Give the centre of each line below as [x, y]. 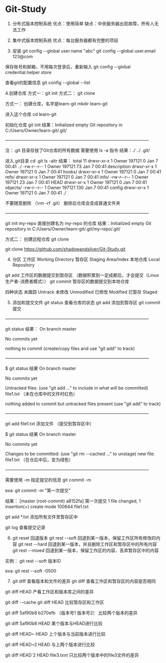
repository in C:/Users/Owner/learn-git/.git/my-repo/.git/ [63, 229]
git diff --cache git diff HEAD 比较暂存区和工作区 [55, 602]
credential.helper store [28, 72]
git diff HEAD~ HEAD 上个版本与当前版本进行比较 [55, 634]
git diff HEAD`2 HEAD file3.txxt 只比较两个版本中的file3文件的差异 [72, 655]
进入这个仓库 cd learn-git [31, 114]
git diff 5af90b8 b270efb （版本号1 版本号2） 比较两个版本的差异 [71, 613]
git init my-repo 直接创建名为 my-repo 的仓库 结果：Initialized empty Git [78, 223]
